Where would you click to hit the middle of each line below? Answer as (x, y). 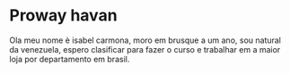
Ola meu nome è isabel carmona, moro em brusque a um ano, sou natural (145, 40)
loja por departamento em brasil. (70, 59)
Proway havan (64, 16)
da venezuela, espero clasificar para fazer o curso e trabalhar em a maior (145, 49)
